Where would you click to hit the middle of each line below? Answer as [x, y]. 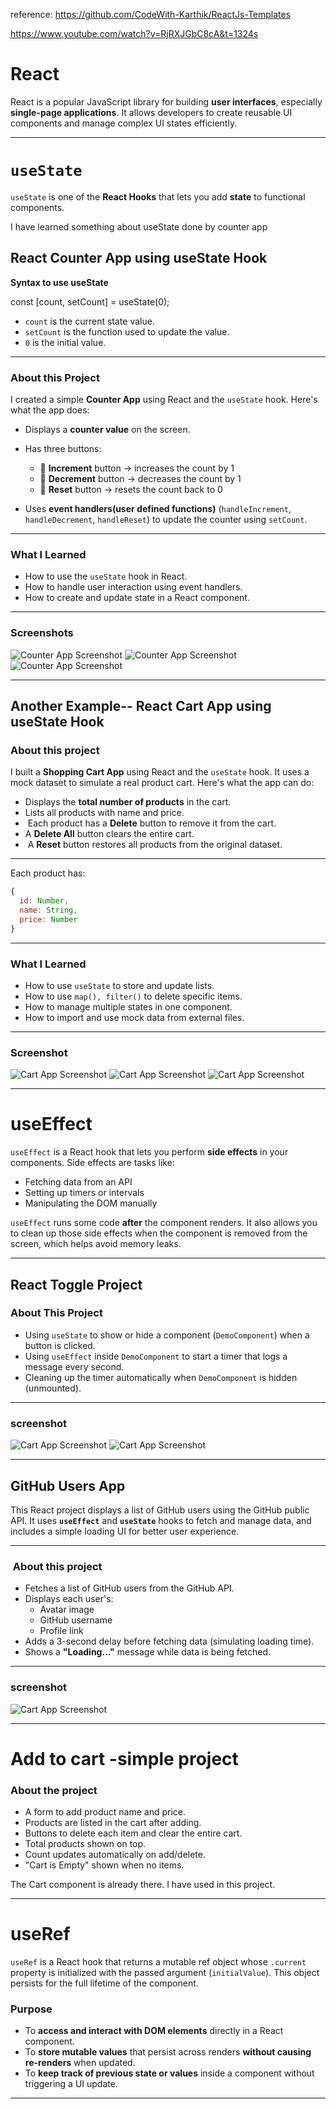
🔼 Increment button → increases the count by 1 [137, 468]
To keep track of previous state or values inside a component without [169, 2073]
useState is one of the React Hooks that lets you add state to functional [158, 196]
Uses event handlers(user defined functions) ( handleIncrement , [158, 508]
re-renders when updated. [80, 2063]
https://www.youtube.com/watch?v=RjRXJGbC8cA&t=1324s [134, 33]
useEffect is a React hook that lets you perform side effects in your [149, 1152]
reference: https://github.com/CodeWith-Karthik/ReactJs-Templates [151, 14]
